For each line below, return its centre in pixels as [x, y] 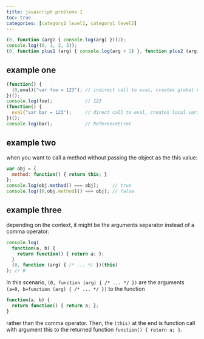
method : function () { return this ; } [59, 174]
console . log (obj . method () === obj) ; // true [69, 186]
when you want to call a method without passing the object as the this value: [102, 157]
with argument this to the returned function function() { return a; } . [94, 329]
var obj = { [21, 169]
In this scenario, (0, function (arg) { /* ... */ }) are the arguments [95, 282]
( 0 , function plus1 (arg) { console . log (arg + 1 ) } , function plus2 [95, 51]
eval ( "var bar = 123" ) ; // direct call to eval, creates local [99, 113]
